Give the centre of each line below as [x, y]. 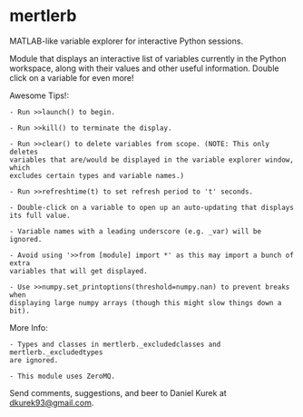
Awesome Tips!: [39, 95]
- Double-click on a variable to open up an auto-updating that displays [152, 207]
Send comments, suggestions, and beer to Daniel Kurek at [118, 392]
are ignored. [34, 360]
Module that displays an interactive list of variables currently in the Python [148, 58]
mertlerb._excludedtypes [56, 352]
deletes [24, 152]
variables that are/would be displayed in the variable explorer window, [152, 160]
